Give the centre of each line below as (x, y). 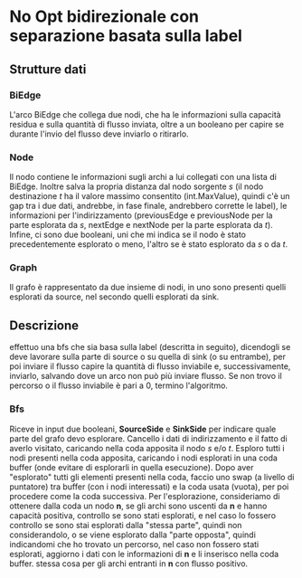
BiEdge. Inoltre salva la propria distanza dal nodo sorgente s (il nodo (137, 186)
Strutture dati (48, 69)
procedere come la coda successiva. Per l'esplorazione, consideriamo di (145, 496)
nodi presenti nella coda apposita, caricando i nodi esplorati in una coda (144, 458)
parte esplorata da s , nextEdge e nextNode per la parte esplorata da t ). (141, 225)
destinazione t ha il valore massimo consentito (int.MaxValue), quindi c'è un (150, 196)
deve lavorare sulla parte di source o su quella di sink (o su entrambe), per (148, 357)
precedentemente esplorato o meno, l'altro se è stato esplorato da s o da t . (149, 244)
